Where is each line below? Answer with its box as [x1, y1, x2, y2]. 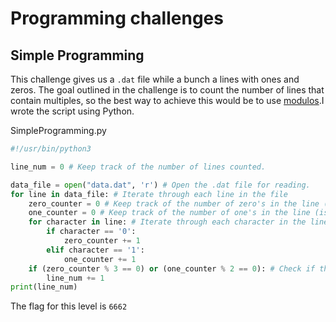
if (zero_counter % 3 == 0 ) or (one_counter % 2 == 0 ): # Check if [28, 263, 316, 274]
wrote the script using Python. [10, 105, 135, 117]
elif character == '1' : [46, 245, 145, 255]
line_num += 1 [46, 273, 105, 283]
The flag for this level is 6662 [10, 300, 128, 312]
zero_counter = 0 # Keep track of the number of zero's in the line [28, 198, 320, 209]
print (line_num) [10, 282, 78, 292]
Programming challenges [10, 7, 224, 30]
